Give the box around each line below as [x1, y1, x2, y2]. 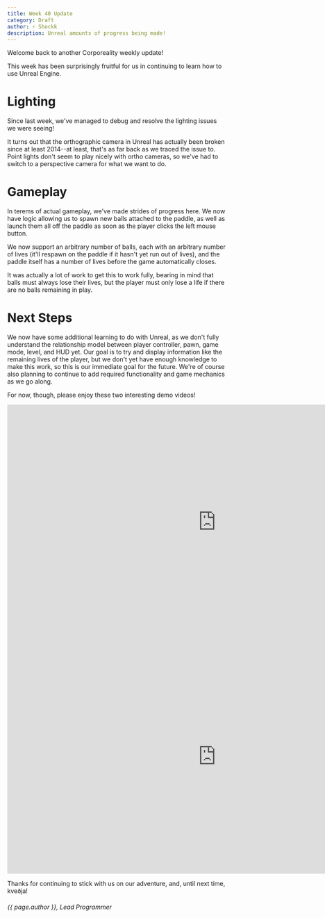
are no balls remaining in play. [7, 286, 92, 294]
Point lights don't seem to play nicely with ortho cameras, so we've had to [7, 152, 219, 161]
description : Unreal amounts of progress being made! [7, 29, 167, 37]
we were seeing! [7, 124, 54, 133]
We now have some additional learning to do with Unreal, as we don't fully [7, 333, 219, 341]
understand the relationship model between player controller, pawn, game [7, 341, 219, 349]
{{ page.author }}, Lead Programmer [7, 903, 112, 911]
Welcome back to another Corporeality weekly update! [7, 49, 164, 57]
